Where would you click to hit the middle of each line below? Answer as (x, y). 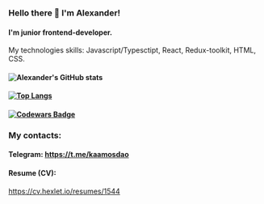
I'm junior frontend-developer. (61, 32)
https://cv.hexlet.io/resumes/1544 (65, 191)
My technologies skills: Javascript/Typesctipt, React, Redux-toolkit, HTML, (132, 50)
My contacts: (35, 135)
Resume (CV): (32, 173)
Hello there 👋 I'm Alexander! (65, 13)
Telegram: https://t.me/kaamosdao (69, 155)
